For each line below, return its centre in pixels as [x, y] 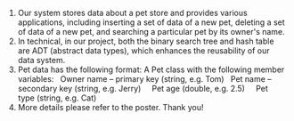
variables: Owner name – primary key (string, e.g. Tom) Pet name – [144, 79]
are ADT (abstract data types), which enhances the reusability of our [143, 51]
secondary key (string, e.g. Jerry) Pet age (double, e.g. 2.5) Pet [143, 89]
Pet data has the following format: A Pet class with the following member [151, 69]
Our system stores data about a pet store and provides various [132, 13]
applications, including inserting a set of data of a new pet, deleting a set [151, 22]
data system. [41, 60]
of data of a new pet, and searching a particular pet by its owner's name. [151, 32]
